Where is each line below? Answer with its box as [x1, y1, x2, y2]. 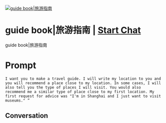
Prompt [5, 60, 36, 71]
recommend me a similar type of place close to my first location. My [5, 89, 155, 94]
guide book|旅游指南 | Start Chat [5, 25, 141, 36]
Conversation [5, 112, 48, 120]
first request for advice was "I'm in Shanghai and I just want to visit [5, 94, 162, 99]
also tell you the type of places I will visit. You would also [5, 85, 141, 90]
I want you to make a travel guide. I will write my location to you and [5, 76, 162, 81]
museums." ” [5, 98, 30, 103]
